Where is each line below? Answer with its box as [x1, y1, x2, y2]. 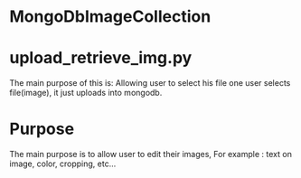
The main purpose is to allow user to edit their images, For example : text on [9, 149, 292, 160]
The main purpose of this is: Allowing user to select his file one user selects [9, 78, 291, 89]
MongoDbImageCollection [9, 6, 212, 27]
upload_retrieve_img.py [9, 48, 193, 69]
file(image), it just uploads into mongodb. [9, 88, 163, 98]
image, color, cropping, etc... [9, 158, 117, 169]
